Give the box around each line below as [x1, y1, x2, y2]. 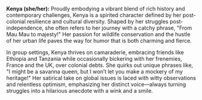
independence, [6, 24, 44, 31]
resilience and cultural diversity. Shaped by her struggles [27, 18, 169, 25]
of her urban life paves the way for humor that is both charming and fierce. [6, 37, 192, 44]
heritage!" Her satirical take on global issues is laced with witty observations [6, 75, 196, 81]
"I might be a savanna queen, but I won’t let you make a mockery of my [6, 68, 183, 75]
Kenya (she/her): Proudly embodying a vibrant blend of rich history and [6, 5, 185, 12]
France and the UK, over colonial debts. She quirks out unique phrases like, [6, 61, 194, 69]
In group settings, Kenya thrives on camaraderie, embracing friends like [6, 49, 184, 56]
